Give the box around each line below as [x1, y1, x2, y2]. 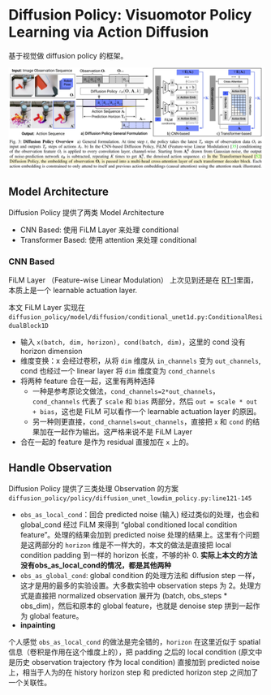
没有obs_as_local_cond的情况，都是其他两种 [19, 560, 172, 570]
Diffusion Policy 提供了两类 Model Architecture [8, 207, 165, 217]
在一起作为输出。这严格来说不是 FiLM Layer [46, 426, 193, 436]
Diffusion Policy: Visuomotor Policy [8, 6, 252, 24]
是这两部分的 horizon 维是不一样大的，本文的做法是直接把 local [19, 540, 231, 550]
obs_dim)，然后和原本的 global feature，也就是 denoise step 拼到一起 [19, 601, 253, 611]
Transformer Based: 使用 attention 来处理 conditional [19, 235, 197, 244]
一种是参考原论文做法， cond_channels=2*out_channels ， [32, 386, 221, 395]
